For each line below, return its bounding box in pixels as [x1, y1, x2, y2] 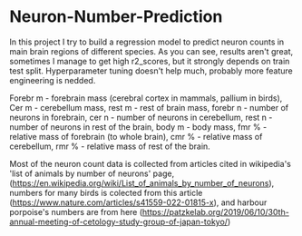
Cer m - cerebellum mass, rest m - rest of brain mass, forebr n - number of [9, 102, 288, 113]
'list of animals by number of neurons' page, [9, 168, 175, 179]
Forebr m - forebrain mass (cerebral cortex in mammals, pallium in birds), [9, 93, 283, 103]
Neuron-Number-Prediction [9, 6, 223, 27]
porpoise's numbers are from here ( [9, 206, 143, 217]
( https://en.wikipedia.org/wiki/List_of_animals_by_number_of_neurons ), [9, 177, 275, 188]
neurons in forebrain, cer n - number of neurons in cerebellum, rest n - [9, 112, 273, 123]
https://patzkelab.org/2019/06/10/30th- [141, 206, 290, 217]
